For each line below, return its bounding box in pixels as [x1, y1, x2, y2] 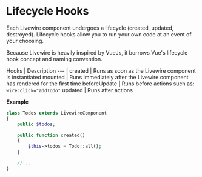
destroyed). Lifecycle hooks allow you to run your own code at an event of [6, 30, 192, 38]
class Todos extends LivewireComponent [6, 110, 107, 116]
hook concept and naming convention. [6, 55, 103, 62]
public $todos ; [17, 121, 56, 127]
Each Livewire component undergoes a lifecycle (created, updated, [6, 24, 174, 32]
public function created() [17, 132, 86, 138]
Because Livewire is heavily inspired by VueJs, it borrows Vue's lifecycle [6, 48, 188, 56]
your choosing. [6, 37, 44, 44]
